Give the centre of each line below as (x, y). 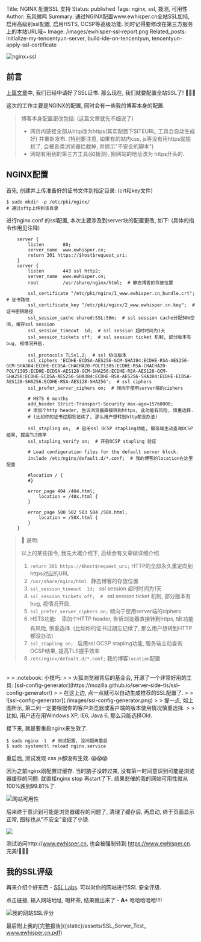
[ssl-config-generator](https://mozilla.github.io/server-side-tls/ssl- (97, 685)
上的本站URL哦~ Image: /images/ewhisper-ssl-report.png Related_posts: (96, 31)
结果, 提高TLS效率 (26, 435)
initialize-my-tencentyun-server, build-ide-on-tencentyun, (78, 38)
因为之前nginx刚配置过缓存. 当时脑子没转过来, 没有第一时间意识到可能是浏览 (100, 771)
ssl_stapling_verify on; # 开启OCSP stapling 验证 (92, 441)
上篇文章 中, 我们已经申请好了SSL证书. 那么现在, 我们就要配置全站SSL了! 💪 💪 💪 (101, 92)
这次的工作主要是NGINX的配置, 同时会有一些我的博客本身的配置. (85, 105)
